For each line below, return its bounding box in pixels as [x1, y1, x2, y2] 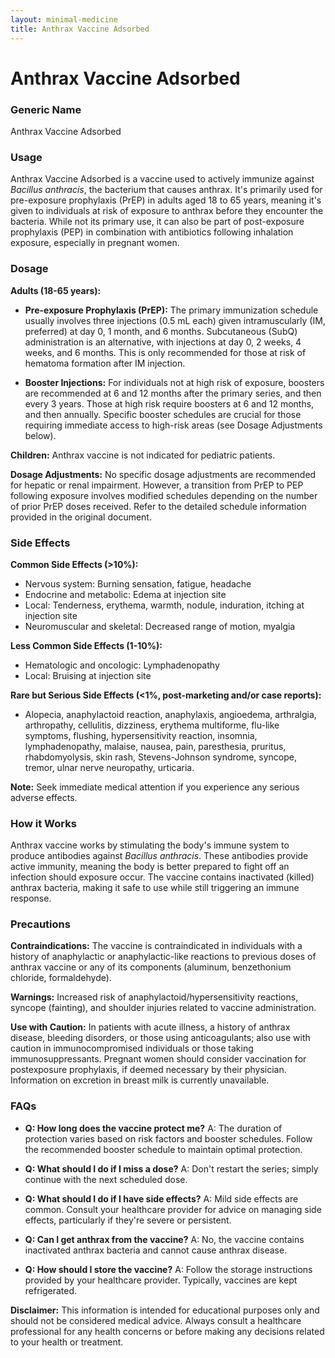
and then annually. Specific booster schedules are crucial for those [24, 408, 302, 420]
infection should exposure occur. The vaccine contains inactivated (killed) [10, 871, 315, 883]
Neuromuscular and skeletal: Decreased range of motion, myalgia [24, 620, 296, 632]
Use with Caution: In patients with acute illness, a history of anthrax [10, 1021, 291, 1033]
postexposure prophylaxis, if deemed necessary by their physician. [10, 1064, 287, 1076]
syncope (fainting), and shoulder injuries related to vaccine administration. [10, 1002, 317, 1014]
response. [10, 892, 52, 905]
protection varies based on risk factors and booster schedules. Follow [24, 1132, 313, 1145]
